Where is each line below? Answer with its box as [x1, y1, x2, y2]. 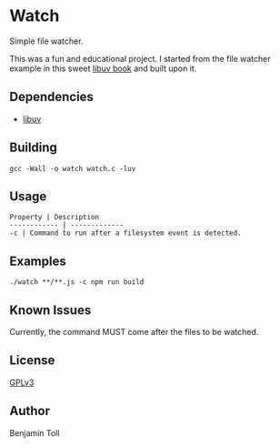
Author [9, 403, 50, 419]
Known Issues [9, 302, 92, 318]
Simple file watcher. [9, 36, 84, 46]
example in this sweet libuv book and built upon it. [9, 63, 197, 74]
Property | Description [9, 213, 100, 222]
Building [9, 140, 57, 156]
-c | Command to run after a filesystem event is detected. [9, 229, 243, 238]
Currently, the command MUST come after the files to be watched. [9, 327, 259, 337]
